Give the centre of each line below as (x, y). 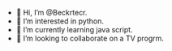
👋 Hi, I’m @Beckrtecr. (52, 13)
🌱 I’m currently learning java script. (74, 30)
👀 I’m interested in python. (60, 21)
